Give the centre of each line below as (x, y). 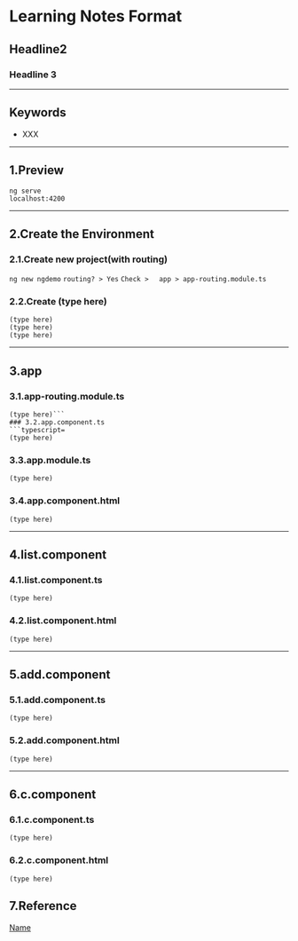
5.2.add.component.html (64, 740)
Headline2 (39, 49)
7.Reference (43, 906)
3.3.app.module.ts (50, 461)
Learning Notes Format (96, 16)
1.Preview (37, 170)
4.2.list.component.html (63, 621)
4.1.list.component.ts (56, 581)
